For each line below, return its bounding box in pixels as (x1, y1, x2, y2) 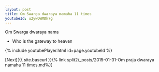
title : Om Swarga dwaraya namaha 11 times (5, 12, 92, 16)
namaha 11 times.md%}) (5, 62, 53, 68)
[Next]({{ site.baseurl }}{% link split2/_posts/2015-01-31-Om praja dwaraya (5, 57, 155, 63)
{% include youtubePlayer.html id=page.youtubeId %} (5, 48, 113, 53)
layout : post (5, 7, 31, 12)
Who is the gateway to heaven (12, 38, 72, 44)
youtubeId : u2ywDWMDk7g (5, 16, 53, 21)
